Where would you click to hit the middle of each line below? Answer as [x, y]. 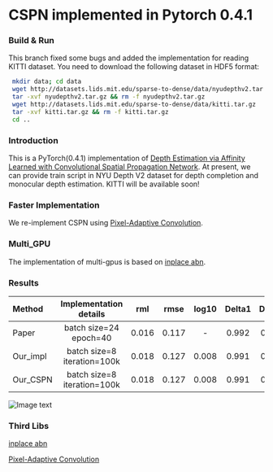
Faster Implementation [54, 205]
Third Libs [29, 426]
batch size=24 [91, 327]
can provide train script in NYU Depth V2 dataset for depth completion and [133, 176]
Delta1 [238, 308]
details [92, 313]
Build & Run [32, 41]
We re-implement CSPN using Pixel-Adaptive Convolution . [106, 223]
